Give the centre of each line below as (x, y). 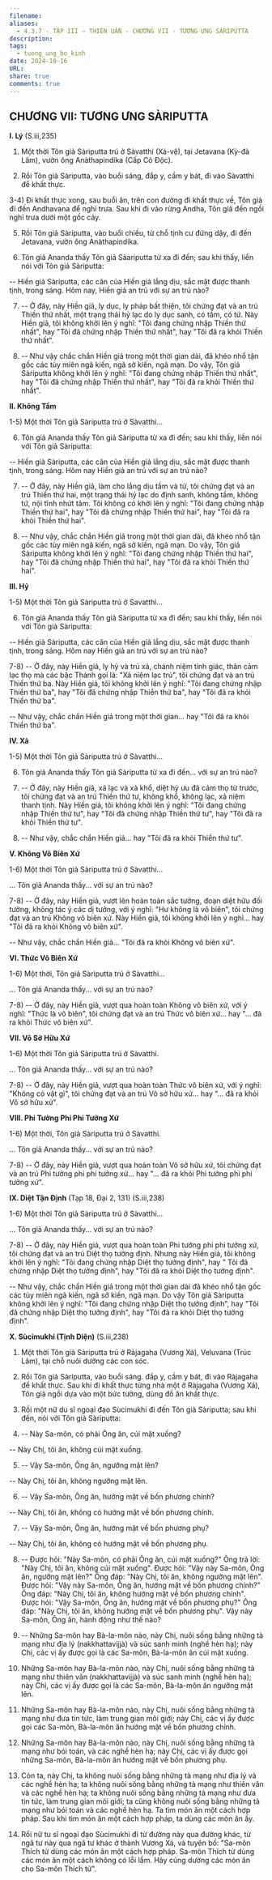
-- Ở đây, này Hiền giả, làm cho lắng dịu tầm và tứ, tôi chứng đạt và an (138, 486)
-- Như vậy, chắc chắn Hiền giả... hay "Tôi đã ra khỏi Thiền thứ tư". (132, 838)
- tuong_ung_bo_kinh (51, 53)
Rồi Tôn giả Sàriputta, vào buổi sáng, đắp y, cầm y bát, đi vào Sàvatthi (137, 176)
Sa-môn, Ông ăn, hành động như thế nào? (91, 1620)
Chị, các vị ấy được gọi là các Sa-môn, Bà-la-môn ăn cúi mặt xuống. (135, 1652)
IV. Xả (19, 741)
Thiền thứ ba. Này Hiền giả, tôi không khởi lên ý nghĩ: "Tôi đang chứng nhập (136, 684)
